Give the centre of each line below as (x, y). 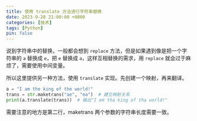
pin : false (19, 33)
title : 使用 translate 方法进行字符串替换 (54, 11)
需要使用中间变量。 (45, 66)
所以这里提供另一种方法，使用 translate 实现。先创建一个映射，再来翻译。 (97, 78)
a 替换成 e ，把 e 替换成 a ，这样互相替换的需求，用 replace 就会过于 (104, 58)
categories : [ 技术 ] (29, 22)
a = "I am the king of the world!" (50, 89)
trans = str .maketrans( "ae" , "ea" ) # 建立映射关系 (68, 95)
